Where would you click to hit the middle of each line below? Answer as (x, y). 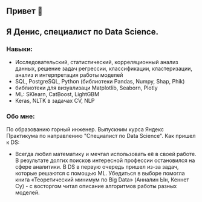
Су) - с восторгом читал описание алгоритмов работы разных (96, 186)
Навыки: (20, 49)
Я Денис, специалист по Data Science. (83, 32)
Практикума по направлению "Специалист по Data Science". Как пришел (101, 136)
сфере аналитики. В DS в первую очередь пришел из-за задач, (97, 167)
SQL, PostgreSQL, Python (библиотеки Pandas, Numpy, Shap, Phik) (100, 82)
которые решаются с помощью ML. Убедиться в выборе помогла (100, 174)
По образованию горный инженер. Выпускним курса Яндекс (85, 129)
